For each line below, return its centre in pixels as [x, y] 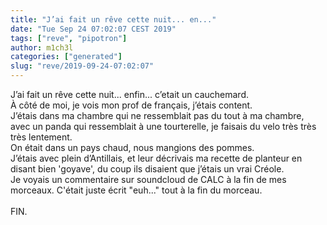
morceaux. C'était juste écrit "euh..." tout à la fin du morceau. [136, 190]
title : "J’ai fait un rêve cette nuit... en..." [113, 19]
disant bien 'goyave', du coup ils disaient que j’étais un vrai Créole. [147, 169]
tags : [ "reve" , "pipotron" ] [69, 38]
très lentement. [41, 137]
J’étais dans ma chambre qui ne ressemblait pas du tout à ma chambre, [157, 115]
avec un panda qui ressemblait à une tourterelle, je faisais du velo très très [163, 126]
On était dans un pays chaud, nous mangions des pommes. [132, 147]
